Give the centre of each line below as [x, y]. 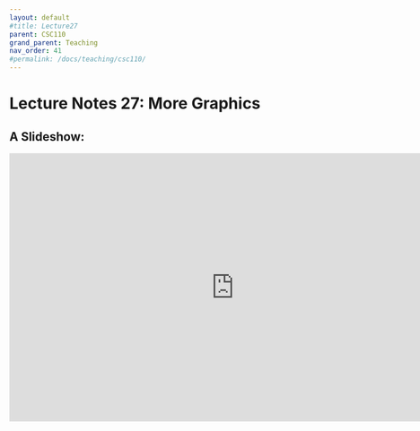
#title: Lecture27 [44, 26]
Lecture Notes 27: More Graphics [135, 103]
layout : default [39, 17]
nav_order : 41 [36, 51]
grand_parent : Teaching [54, 43]
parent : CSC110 [38, 34]
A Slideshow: [47, 137]
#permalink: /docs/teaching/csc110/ [78, 59]
